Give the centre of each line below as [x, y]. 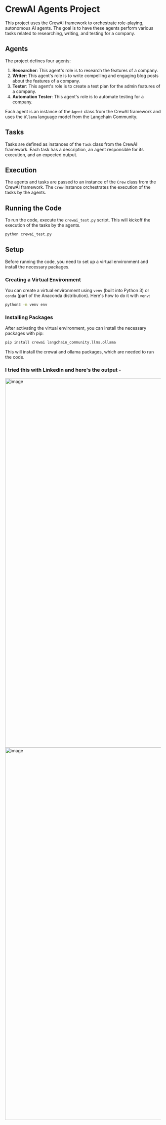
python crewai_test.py [28, 234]
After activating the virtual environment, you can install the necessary [76, 328]
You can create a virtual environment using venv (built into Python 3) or [77, 291]
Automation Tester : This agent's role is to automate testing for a [78, 96]
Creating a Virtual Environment [43, 279]
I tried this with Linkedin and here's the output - [63, 370]
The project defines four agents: [38, 61]
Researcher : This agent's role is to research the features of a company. [85, 70]
